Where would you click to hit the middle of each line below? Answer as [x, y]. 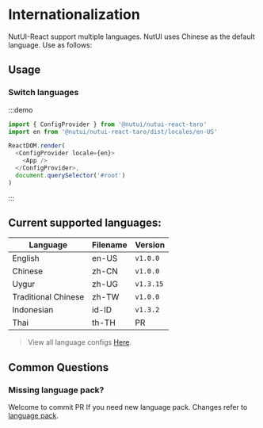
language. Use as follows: [50, 44]
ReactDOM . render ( [37, 146]
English [26, 258]
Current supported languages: [85, 223]
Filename [110, 245]
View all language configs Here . [80, 342]
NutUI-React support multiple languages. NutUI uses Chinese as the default [131, 36]
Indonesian [33, 310]
